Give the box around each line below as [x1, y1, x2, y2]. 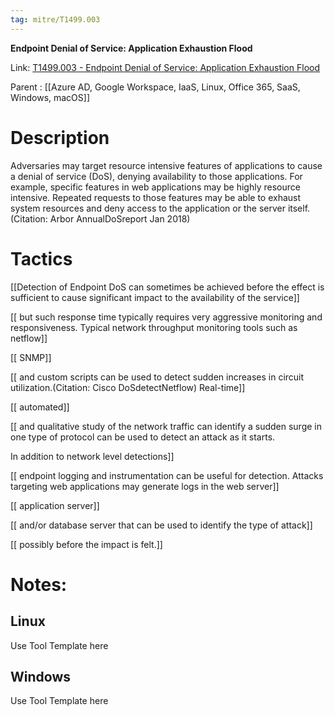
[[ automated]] [10, 401, 70, 413]
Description [10, 126, 110, 149]
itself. [287, 202, 311, 214]
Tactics [10, 247, 73, 270]
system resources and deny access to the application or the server [10, 202, 286, 214]
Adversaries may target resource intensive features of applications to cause [10, 159, 323, 171]
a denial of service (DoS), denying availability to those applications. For [10, 170, 303, 182]
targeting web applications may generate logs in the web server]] [10, 480, 280, 492]
